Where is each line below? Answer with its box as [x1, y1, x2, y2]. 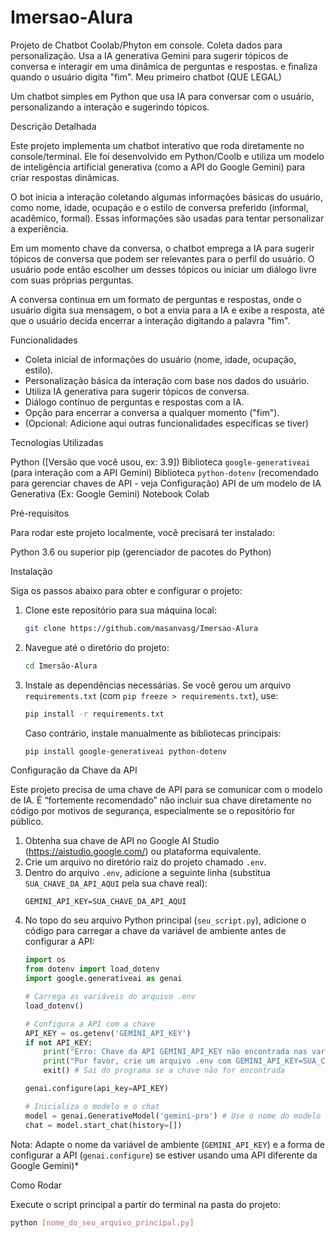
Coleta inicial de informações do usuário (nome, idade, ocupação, [24, 353, 297, 365]
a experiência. [10, 222, 69, 235]
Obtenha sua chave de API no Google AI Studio [24, 835, 220, 847]
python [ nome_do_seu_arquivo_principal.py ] [10, 1217, 195, 1228]
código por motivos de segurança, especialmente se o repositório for [10, 805, 296, 817]
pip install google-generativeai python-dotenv [24, 746, 227, 756]
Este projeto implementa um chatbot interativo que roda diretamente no [10, 139, 305, 151]
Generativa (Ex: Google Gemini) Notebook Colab [10, 487, 210, 500]
